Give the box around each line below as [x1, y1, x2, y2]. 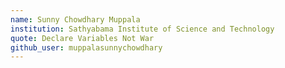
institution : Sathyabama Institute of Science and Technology [10, 24, 275, 34]
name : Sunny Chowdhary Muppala [10, 14, 141, 25]
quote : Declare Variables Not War [10, 33, 155, 43]
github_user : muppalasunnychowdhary [10, 42, 163, 53]
